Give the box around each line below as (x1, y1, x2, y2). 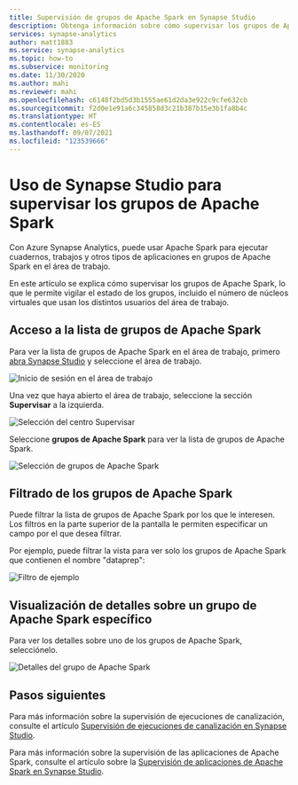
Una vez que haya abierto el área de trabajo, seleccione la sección (9, 389, 253, 400)
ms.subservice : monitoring (9, 63, 109, 72)
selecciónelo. (9, 645, 59, 655)
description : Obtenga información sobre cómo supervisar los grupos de (9, 21, 279, 30)
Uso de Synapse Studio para (9, 175, 222, 195)
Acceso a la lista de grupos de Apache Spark (9, 323, 262, 338)
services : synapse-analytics (9, 29, 117, 38)
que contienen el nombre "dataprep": (9, 555, 145, 566)
